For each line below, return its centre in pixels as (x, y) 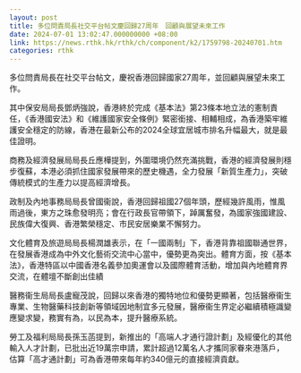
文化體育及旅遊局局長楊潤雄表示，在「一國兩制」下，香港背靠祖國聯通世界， (150, 243)
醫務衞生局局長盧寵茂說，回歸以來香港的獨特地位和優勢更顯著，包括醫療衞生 (150, 295)
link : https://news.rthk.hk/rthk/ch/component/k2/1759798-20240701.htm (146, 42)
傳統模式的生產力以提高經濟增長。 (72, 182)
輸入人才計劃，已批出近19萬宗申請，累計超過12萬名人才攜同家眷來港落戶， (147, 348)
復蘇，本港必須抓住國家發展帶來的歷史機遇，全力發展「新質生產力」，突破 (152, 172)
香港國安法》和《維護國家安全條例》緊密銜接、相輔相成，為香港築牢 (154, 119)
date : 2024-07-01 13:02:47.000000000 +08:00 (94, 34)
